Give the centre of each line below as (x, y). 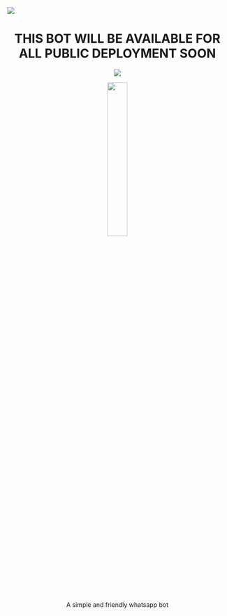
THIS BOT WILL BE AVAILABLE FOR (117, 39)
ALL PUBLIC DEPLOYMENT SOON (117, 54)
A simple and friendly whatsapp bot (117, 604)
